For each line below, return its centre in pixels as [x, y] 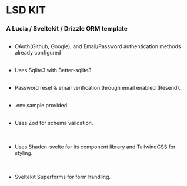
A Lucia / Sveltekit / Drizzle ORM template [67, 29]
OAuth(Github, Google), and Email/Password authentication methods [98, 46]
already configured [38, 53]
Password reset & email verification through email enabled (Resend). [98, 88]
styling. [24, 153]
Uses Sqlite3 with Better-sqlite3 [53, 70]
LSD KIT [26, 10]
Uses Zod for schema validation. [54, 123]
